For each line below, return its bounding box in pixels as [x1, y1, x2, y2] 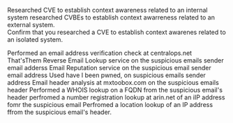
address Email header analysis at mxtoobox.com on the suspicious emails [7, 79, 220, 86]
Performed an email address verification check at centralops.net [7, 49, 193, 57]
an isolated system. [7, 35, 63, 44]
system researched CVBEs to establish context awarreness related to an [7, 13, 215, 22]
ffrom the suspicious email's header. [7, 108, 112, 116]
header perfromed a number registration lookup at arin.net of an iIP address [7, 93, 225, 101]
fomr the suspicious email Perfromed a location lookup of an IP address [7, 101, 213, 108]
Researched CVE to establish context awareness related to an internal [7, 6, 208, 14]
